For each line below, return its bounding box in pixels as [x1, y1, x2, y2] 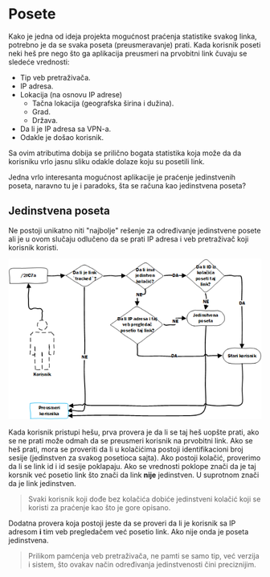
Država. [31, 115, 59, 125]
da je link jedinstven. [8, 478, 76, 488]
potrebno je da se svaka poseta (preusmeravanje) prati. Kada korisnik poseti [8, 39, 261, 49]
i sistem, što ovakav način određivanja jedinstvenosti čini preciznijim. [27, 559, 257, 569]
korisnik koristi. [8, 242, 59, 252]
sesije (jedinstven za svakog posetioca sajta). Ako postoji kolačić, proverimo [8, 452, 261, 463]
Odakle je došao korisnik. [19, 132, 104, 142]
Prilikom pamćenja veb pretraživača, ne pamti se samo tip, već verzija [27, 550, 260, 560]
